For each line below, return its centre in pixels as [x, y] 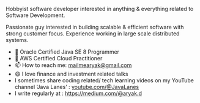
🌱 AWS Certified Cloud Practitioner [58, 58]
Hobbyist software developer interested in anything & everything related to [100, 9]
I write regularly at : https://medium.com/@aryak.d [78, 93]
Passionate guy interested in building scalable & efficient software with [95, 27]
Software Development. [35, 15]
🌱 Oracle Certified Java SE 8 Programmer [67, 52]
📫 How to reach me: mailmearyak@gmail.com [73, 65]
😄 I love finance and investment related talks [71, 74]
